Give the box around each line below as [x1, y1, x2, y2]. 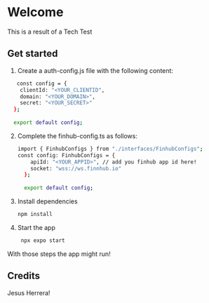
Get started [7, 48, 58, 60]
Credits [7, 270, 41, 282]
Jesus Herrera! [7, 288, 50, 297]
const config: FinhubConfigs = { [17, 151, 116, 159]
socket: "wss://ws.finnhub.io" [30, 165, 122, 172]
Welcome [7, 4, 64, 20]
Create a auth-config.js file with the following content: [17, 66, 174, 74]
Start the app [17, 223, 56, 231]
